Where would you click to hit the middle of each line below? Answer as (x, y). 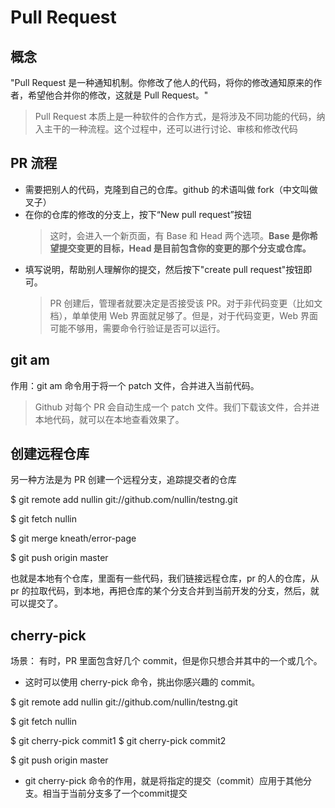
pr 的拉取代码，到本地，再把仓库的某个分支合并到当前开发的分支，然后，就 (165, 591)
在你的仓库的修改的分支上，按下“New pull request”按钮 (138, 214)
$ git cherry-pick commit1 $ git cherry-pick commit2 (118, 741)
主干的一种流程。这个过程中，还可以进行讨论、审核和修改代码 (170, 129)
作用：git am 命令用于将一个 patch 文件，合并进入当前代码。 (135, 385)
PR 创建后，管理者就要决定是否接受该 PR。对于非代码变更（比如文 (186, 303)
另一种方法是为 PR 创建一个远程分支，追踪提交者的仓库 (123, 480)
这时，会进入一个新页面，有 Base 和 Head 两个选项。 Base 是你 (179, 235)
